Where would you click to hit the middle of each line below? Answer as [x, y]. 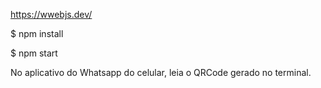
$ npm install [37, 33]
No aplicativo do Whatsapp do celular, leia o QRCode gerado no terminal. [161, 72]
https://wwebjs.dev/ [51, 14]
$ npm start [34, 53]
